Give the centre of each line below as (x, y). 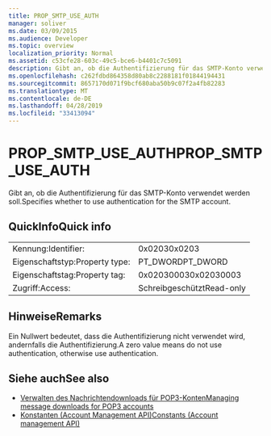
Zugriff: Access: (42, 287)
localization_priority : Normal (61, 53)
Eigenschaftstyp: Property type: (71, 262)
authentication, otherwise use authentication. (83, 353)
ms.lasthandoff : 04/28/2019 (56, 106)
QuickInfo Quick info (60, 227)
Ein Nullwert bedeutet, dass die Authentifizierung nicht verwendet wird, (127, 336)
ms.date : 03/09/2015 (43, 31)
